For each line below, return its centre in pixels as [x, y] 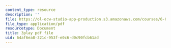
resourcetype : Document [31, 28]
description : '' [22, 14]
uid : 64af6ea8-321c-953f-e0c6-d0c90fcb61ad [52, 38]
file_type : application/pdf [35, 24]
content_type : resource [31, 10]
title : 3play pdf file [29, 33]
